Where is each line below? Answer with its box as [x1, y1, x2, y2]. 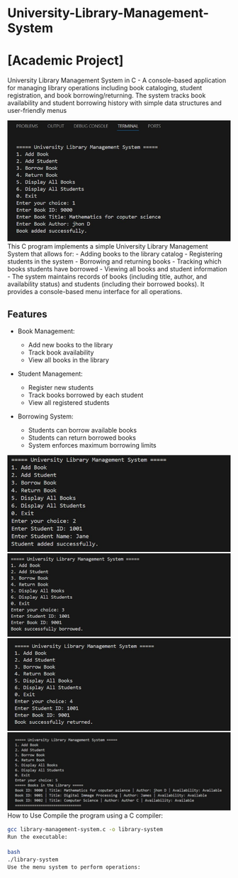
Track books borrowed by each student [28, 391, 144, 399]
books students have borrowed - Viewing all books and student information [7, 265, 227, 273]
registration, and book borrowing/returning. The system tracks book [7, 91, 206, 100]
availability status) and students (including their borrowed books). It [7, 280, 205, 288]
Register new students [28, 384, 94, 392]
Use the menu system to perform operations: [7, 863, 141, 871]
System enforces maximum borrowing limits [28, 441, 157, 450]
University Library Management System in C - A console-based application [7, 76, 227, 85]
